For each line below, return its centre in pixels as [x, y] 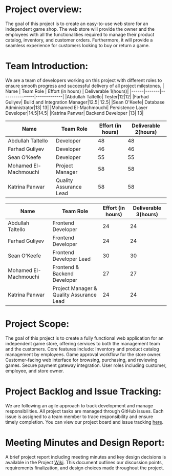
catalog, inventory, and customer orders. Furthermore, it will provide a [79, 40]
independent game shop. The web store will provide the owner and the [80, 29]
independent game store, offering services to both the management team [83, 343]
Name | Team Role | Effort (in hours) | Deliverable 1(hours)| [67, 91]
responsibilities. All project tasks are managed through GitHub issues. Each [84, 411]
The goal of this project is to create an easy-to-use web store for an [77, 24]
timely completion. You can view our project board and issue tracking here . [84, 422]
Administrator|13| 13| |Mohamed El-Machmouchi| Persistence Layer [77, 107]
